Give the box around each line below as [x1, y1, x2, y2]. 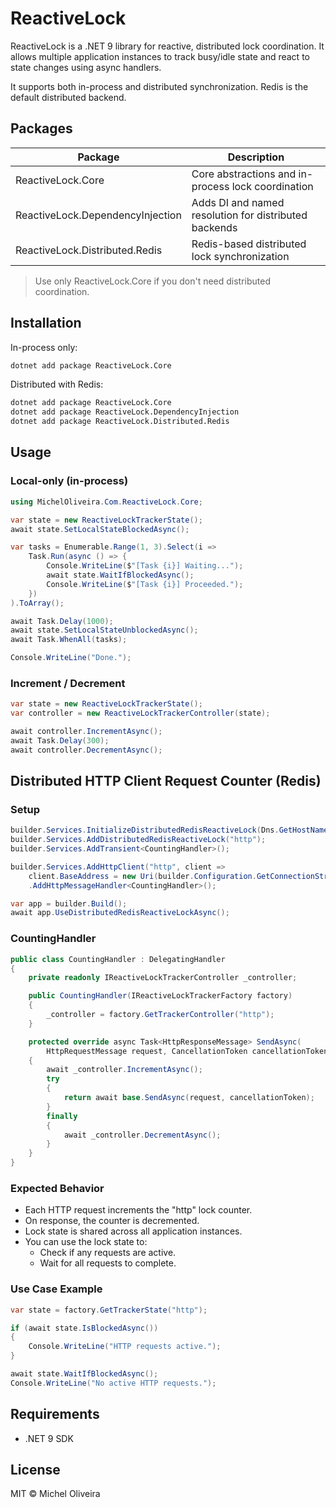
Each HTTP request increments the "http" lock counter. [24, 1204, 253, 1216]
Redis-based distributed [191, 237, 307, 251]
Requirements [10, 1406, 100, 1423]
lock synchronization [191, 249, 290, 263]
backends [191, 220, 238, 234]
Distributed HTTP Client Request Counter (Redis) [10, 773, 322, 790]
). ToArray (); [10, 598, 65, 608]
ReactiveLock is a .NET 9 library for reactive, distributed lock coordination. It [10, 40, 325, 52]
